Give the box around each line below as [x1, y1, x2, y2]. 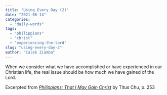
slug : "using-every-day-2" [5, 45, 62, 50]
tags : [5, 26, 17, 31]
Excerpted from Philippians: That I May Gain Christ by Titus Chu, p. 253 [5, 84, 155, 90]
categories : [5, 17, 30, 22]
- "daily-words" [10, 21, 44, 27]
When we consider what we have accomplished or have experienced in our [5, 64, 162, 70]
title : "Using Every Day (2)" [5, 7, 69, 13]
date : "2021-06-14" [5, 12, 47, 17]
